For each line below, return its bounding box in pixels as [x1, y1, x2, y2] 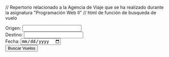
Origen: [5, 25, 22, 31]
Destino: [5, 32, 23, 37]
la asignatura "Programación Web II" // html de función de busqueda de [5, 10, 156, 16]
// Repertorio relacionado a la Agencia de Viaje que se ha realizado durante [5, 5, 164, 10]
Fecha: [5, 38, 20, 44]
